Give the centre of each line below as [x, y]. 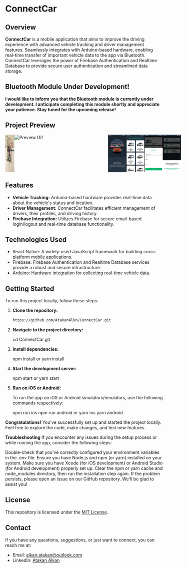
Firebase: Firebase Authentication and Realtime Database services [81, 262]
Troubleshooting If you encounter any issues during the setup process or [81, 437]
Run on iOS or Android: [37, 388]
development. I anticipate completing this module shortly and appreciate [82, 104]
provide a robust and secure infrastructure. [57, 268]
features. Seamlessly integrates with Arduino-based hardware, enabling [79, 50]
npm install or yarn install [38, 359]
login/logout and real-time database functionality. [63, 224]
